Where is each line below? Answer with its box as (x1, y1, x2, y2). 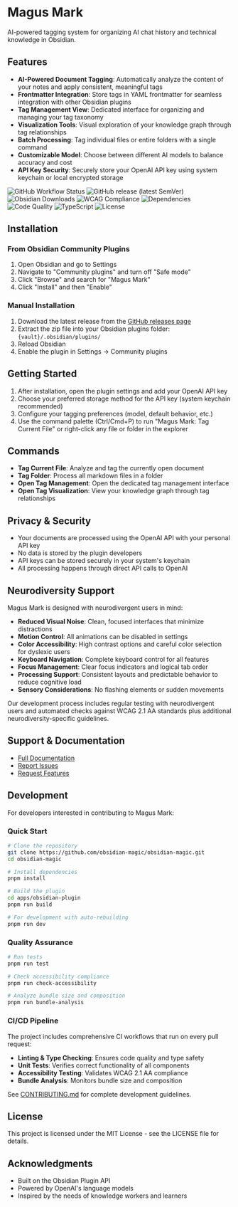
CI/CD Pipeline (7, 1016, 59, 1026)
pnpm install (7, 875, 46, 882)
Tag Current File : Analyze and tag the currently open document (17, 464, 205, 473)
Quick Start (7, 826, 48, 836)
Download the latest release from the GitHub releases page (17, 317, 192, 325)
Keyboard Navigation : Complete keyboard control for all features (17, 655, 210, 663)
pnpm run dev (7, 920, 46, 927)
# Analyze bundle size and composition (7, 992, 126, 1000)
